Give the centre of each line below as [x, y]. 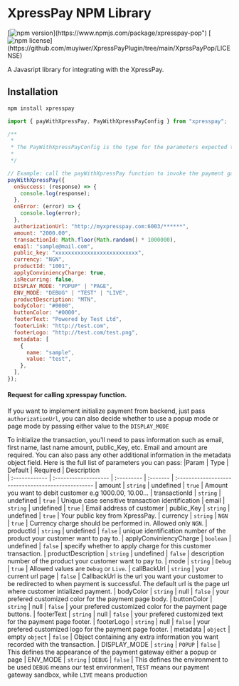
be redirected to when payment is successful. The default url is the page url [118, 584]
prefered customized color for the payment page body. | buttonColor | [110, 599]
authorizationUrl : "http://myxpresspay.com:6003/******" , [102, 226]
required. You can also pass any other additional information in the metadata [119, 455]
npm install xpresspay [41, 108]
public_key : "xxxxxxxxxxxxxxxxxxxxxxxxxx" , [79, 253]
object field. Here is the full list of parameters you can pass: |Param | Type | [118, 463]
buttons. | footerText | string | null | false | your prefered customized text [115, 614]
